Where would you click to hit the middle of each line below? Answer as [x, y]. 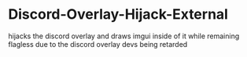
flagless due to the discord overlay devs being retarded [98, 44]
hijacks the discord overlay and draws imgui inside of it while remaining [124, 36]
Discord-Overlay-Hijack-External [118, 14]
